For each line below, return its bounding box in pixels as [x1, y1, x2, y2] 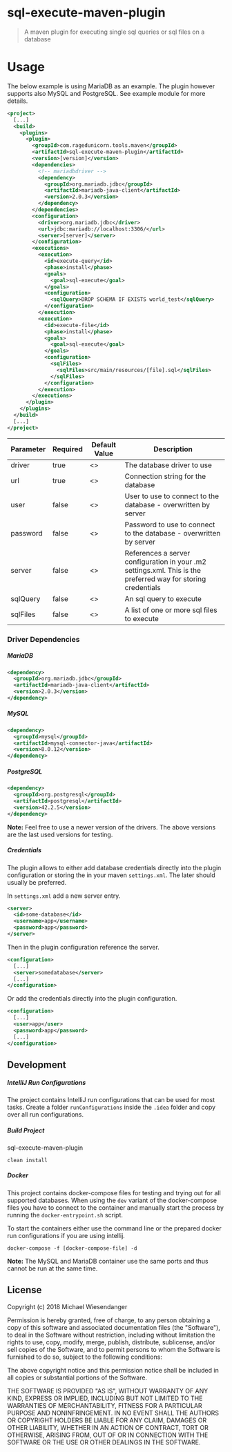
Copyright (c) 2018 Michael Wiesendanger [7, 1302, 128, 1311]
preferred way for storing [124, 574, 206, 584]
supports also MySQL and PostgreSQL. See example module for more [7, 89, 206, 97]
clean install [7, 1157, 48, 1164]
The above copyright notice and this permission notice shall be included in [7, 1366, 219, 1374]
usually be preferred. [7, 878, 67, 886]
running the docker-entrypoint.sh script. [7, 1210, 123, 1219]
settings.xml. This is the [124, 565, 202, 575]
